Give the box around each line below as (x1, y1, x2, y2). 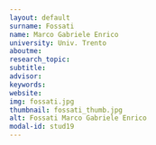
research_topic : (9, 55, 70, 64)
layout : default (9, 13, 70, 23)
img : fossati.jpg (9, 96, 75, 106)
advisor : (9, 72, 42, 81)
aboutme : (9, 47, 42, 56)
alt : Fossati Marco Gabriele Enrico (9, 113, 147, 122)
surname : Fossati (9, 22, 75, 31)
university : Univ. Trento (9, 38, 106, 48)
